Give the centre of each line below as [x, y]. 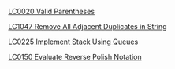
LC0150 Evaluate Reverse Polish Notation [75, 57]
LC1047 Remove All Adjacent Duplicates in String [87, 26]
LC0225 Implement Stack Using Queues [73, 42]
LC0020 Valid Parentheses [52, 11]
